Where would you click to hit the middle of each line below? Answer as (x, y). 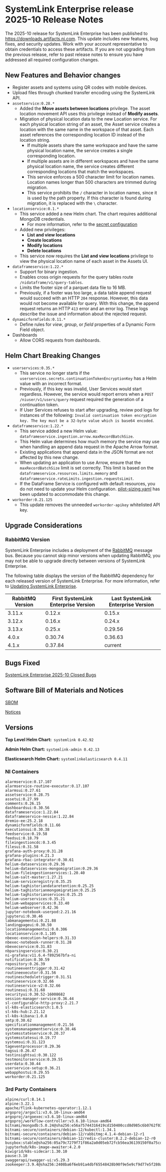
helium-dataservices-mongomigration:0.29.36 (52, 869)
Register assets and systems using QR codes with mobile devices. (80, 87)
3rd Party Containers (31, 1089)
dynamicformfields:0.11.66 (33, 825)
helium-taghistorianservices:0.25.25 (44, 894)
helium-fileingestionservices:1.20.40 (45, 873)
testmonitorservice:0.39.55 (34, 1059)
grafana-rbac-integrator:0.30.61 (40, 860)
